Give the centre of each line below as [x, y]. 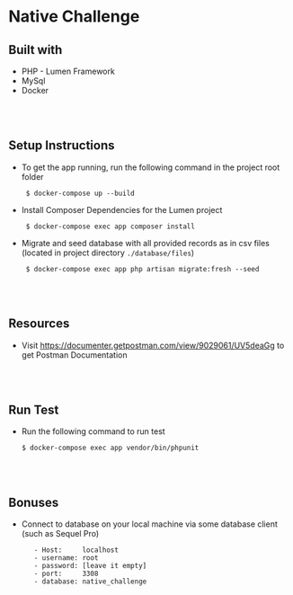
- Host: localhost [76, 550]
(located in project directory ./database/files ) [108, 253]
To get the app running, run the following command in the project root [151, 167]
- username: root [66, 558]
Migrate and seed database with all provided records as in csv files [146, 243]
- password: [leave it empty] [90, 566]
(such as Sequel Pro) [60, 534]
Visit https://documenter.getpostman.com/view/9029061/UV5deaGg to [153, 345]
